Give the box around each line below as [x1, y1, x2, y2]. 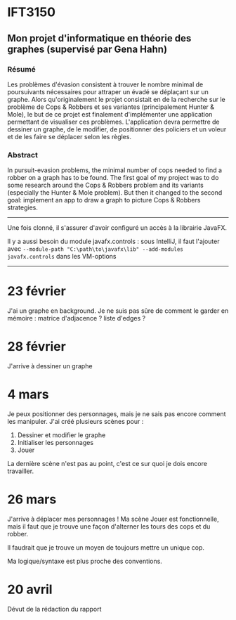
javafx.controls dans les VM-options [7, 252, 117, 261]
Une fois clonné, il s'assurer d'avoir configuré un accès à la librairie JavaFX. [7, 224, 227, 232]
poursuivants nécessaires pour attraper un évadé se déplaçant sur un [7, 87, 209, 96]
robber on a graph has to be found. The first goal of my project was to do [7, 174, 219, 182]
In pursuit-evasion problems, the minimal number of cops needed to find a [7, 166, 223, 174]
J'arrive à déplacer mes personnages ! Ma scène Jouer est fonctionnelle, [7, 515, 219, 523]
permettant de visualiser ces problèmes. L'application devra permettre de [7, 117, 220, 126]
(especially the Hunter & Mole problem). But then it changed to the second [7, 188, 223, 197]
